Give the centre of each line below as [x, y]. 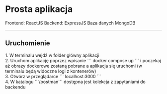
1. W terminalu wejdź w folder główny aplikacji [52, 55]
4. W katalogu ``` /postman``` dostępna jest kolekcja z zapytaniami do [75, 82]
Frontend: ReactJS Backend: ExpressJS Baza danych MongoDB [70, 23]
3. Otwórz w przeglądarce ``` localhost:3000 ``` [53, 76]
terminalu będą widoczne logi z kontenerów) [51, 71]
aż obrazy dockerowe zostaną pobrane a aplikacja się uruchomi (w [74, 66]
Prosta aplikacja [39, 9]
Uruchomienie [28, 43]
